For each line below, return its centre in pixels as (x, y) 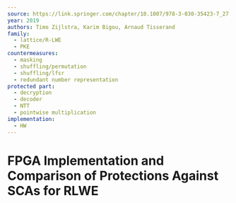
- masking (28, 60)
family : (19, 34)
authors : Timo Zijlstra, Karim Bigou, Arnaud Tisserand (91, 27)
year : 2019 (23, 21)
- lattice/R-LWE (37, 40)
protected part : (31, 86)
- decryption (33, 93)
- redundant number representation (66, 80)
